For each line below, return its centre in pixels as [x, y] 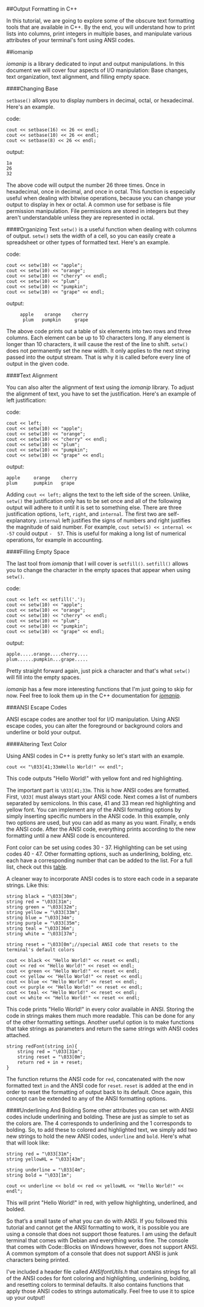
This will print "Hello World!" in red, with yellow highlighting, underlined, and [102, 1203]
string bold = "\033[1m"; [39, 1175]
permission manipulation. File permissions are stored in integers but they [97, 211]
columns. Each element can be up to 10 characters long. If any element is [98, 338]
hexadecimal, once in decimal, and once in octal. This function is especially [101, 191]
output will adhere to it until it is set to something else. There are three [94, 507]
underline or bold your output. [44, 732]
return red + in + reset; [50, 1062]
